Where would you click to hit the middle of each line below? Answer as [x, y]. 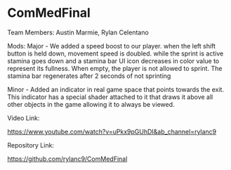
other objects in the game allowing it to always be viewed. [91, 104]
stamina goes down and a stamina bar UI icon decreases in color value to [113, 60]
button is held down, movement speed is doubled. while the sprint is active [115, 53]
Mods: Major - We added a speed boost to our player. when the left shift [112, 46]
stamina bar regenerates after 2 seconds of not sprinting [89, 76]
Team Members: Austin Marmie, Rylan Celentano [78, 32]
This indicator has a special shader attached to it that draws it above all [110, 97]
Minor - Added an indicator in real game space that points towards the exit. [116, 89]
